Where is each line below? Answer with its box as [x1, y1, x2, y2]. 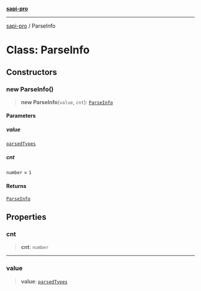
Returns [6, 183, 27, 189]
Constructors [6, 67, 57, 77]
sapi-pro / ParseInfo [6, 22, 56, 29]
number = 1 [6, 169, 32, 176]
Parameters [6, 112, 36, 119]
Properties [6, 212, 47, 222]
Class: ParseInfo [6, 43, 90, 57]
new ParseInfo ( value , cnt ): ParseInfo [20, 98, 114, 105]
